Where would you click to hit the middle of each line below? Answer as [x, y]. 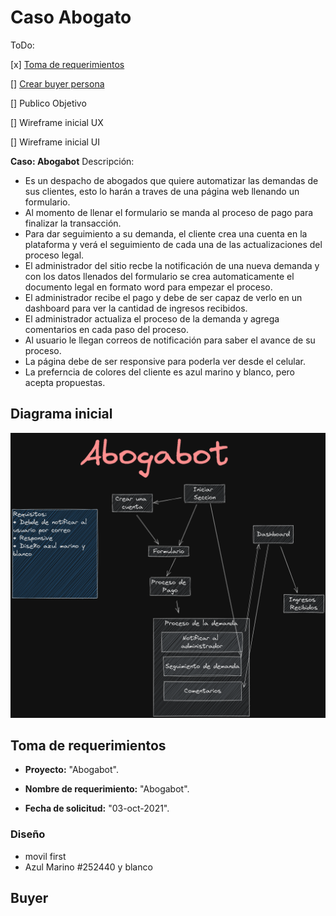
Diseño [28, 834]
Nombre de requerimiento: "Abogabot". [107, 789]
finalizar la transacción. [73, 223]
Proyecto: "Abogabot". [71, 770]
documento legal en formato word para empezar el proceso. [148, 287]
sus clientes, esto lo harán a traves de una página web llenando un [162, 191]
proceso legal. [54, 255]
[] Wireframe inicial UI [55, 142]
